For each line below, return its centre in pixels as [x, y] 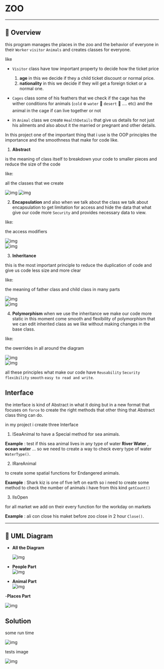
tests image [17, 652]
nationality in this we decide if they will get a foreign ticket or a [83, 83]
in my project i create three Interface [42, 425]
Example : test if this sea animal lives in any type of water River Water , [77, 443]
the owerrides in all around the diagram [45, 348]
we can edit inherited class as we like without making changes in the [81, 324]
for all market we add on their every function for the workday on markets [78, 506]
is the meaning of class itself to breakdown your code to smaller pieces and [81, 159]
